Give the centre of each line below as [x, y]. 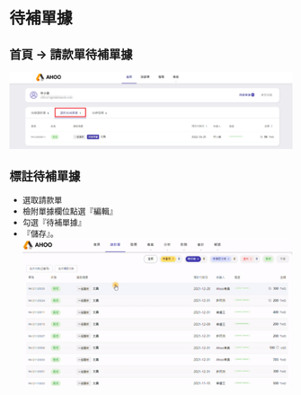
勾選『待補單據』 [54, 222]
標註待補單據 [45, 176]
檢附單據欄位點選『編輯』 [70, 211]
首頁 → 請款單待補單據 [71, 54]
